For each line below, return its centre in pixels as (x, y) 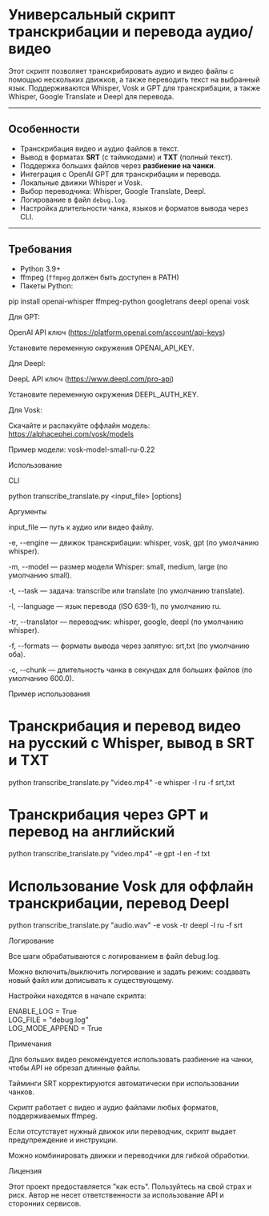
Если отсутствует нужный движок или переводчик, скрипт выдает (122, 1132)
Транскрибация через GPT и (108, 814)
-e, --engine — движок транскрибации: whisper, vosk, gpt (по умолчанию (134, 542)
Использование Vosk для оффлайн (131, 886)
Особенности (44, 129)
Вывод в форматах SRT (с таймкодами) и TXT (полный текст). (126, 157)
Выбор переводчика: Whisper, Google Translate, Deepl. (113, 191)
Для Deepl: (27, 363)
